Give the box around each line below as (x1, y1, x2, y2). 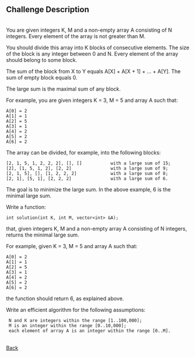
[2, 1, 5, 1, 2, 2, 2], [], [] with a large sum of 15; (6, 160, 171, 166)
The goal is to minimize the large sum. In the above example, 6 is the (6, 186, 171, 193)
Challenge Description (6, 5, 89, 15)
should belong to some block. (6, 56, 78, 63)
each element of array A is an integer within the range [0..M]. (8, 328, 171, 334)
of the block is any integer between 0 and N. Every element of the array (6, 50, 179, 57)
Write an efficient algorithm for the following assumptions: (6, 306, 146, 313)
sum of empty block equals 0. (6, 74, 78, 81)
